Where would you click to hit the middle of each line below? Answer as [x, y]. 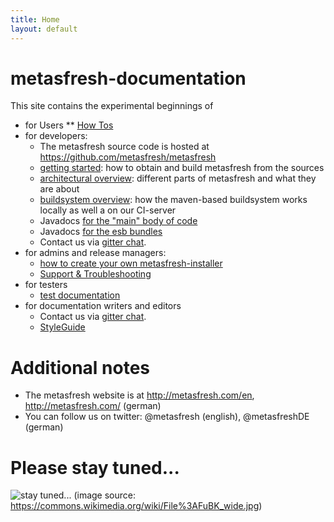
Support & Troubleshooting [95, 274]
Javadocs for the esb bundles [101, 232]
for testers [46, 285]
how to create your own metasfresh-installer [131, 263]
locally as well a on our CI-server [108, 210]
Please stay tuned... [95, 467]
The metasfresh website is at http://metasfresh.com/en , [139, 395]
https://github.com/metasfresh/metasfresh [128, 157]
